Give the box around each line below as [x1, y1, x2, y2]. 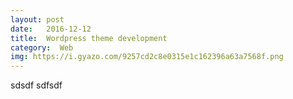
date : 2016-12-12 [10, 24, 92, 34]
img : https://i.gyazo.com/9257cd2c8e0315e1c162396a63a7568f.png [10, 52, 284, 62]
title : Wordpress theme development [10, 33, 168, 43]
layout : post [10, 14, 65, 25]
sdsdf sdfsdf [10, 79, 63, 91]
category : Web [10, 42, 74, 53]
